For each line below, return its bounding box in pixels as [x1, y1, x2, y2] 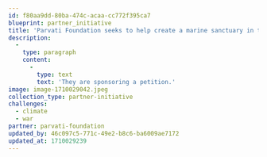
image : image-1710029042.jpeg [8, 85, 109, 94]
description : [8, 33, 52, 42]
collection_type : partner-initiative [8, 93, 133, 101]
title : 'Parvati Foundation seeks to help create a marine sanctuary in [8, 26, 254, 34]
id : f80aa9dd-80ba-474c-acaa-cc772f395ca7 [8, 11, 151, 20]
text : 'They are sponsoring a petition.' [37, 78, 176, 86]
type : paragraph [22, 48, 77, 56]
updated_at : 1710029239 [8, 136, 87, 145]
